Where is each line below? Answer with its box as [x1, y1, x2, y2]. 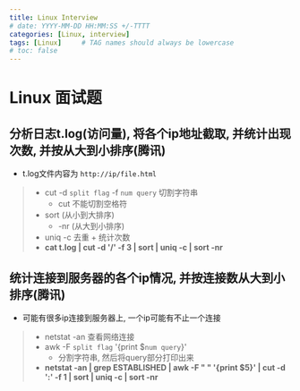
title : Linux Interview [9, 13, 99, 22]
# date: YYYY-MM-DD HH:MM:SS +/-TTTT [9, 21, 150, 30]
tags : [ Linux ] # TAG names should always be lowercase [9, 38, 235, 47]
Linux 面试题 [9, 88, 103, 108]
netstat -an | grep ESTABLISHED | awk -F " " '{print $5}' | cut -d [44, 361, 287, 372]
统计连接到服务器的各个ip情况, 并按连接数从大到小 [9, 270, 286, 285]
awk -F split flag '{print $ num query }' [44, 341, 187, 352]
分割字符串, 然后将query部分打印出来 [57, 352, 194, 362]
